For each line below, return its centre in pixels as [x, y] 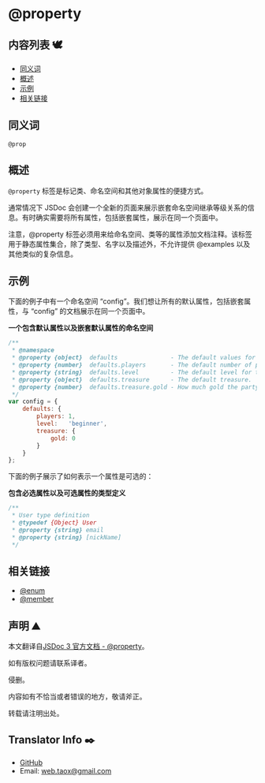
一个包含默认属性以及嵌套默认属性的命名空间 [81, 328]
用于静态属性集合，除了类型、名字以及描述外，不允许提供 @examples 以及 [129, 244]
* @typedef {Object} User [54, 523]
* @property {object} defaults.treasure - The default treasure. [132, 379]
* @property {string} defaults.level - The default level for [132, 372]
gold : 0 [63, 438]
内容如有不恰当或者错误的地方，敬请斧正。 [77, 697]
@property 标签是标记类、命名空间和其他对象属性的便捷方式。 [108, 191]
